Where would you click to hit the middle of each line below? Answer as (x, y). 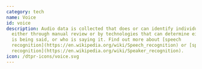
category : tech (25, 12)
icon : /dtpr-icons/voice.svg (43, 56)
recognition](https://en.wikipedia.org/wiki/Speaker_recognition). (98, 51)
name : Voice (21, 17)
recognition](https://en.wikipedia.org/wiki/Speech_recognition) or (99, 46)
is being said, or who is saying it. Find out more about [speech (96, 40)
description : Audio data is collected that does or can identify (90, 28)
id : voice (19, 23)
